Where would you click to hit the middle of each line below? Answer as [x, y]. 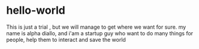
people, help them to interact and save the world [66, 39]
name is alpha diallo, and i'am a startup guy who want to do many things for [100, 33]
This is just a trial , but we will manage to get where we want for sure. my [96, 27]
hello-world [36, 10]
